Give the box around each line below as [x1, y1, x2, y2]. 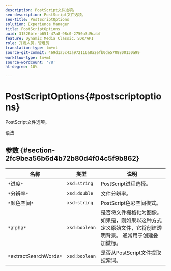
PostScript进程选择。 [100, 180, 151, 187]
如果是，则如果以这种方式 [100, 216, 162, 224]
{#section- [20, 146, 55, 155]
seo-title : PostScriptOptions [5, 17, 70, 22]
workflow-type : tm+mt [5, 55, 51, 60]
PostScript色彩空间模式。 [100, 199, 161, 206]
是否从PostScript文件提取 [100, 249, 161, 256]
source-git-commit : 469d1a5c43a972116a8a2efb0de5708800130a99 [5, 50, 140, 55]
